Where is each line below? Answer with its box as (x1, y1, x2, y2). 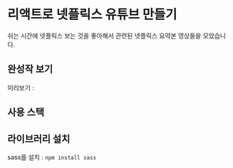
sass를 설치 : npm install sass (7, 152, 97, 161)
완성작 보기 (7, 63, 53, 75)
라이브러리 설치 (7, 132, 71, 145)
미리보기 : (7, 83, 34, 92)
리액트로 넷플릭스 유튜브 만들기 (7, 6, 177, 23)
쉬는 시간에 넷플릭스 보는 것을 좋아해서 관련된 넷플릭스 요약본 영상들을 (7, 31, 202, 40)
